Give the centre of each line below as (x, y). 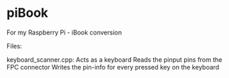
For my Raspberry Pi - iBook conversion (64, 32)
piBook (27, 13)
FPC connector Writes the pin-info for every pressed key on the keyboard (113, 67)
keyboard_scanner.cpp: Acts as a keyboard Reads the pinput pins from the (115, 59)
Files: (14, 46)
